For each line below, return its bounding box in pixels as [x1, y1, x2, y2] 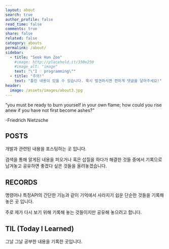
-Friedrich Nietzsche [5, 117, 49, 123]
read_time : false [5, 21, 42, 27]
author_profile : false [5, 17, 53, 22]
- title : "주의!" [10, 74, 45, 79]
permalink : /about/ [5, 45, 47, 50]
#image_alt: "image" [14, 64, 58, 69]
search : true [5, 12, 33, 17]
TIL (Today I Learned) [5, 224, 75, 233]
